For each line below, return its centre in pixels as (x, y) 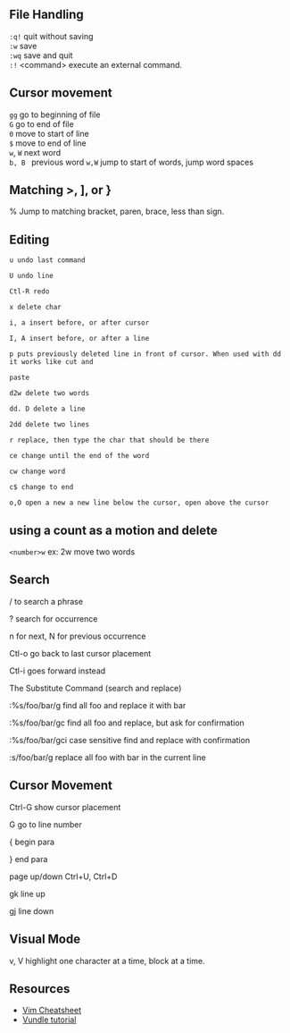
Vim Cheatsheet (52, 1011)
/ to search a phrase (46, 601)
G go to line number (46, 824)
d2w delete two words (50, 394)
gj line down (32, 910)
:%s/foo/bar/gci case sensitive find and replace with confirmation (130, 740)
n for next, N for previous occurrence (78, 636)
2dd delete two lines (50, 425)
